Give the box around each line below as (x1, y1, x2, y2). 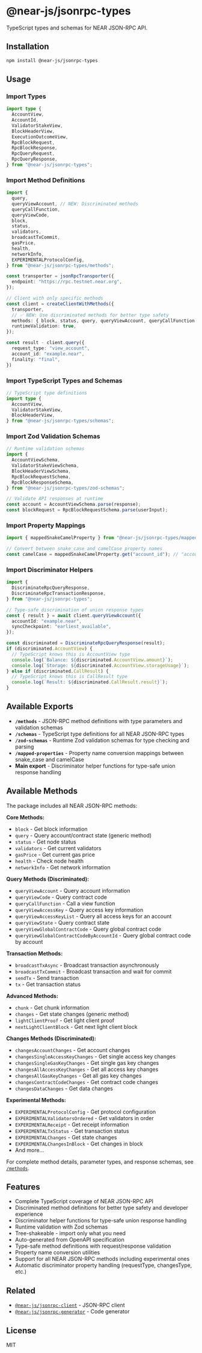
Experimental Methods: (6, 1096, 66, 1103)
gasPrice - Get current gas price (14, 851, 95, 858)
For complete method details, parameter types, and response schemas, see (6, 1158, 194, 1165)
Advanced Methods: (6, 992, 59, 999)
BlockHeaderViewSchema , (11, 468, 71, 474)
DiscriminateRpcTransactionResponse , (11, 591, 106, 597)
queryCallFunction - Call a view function (14, 899, 115, 907)
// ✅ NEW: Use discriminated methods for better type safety (11, 312, 170, 318)
